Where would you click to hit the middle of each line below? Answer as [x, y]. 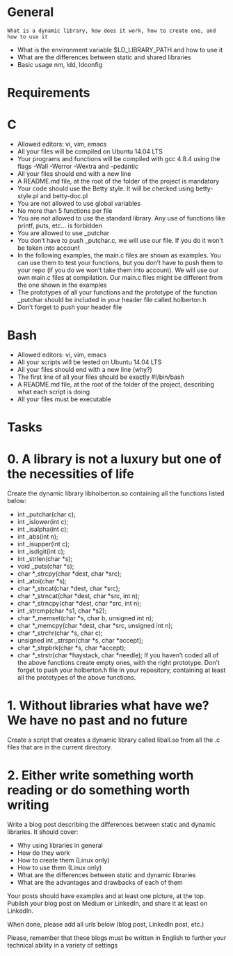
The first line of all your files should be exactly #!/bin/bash [101, 377]
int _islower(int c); [43, 522]
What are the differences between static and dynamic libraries [106, 875]
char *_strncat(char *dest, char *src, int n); [79, 596]
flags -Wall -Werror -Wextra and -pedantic [78, 166]
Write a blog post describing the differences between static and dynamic [112, 824]
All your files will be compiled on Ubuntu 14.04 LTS [90, 151]
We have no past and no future [97, 720]
